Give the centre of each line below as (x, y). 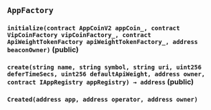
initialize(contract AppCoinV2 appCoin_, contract (93, 28)
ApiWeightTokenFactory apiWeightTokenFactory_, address (102, 42)
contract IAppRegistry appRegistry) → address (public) (100, 82)
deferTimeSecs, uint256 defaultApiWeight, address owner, (106, 74)
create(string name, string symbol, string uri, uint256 (104, 67)
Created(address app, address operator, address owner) (102, 100)
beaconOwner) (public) (43, 49)
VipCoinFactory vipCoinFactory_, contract (79, 35)
